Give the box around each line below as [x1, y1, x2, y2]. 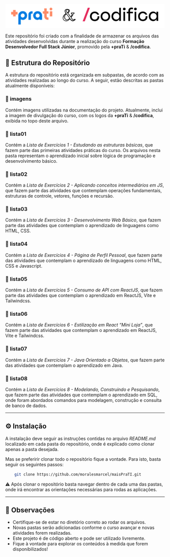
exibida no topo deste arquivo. [5, 118, 69, 124]
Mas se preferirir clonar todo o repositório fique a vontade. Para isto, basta [5, 456, 161, 462]
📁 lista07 [5, 345, 27, 352]
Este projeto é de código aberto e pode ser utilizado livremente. [12, 535, 146, 541]
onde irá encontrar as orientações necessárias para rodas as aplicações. [5, 486, 157, 493]
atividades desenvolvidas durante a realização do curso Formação [5, 39, 145, 45]
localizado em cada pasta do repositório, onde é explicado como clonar [5, 440, 155, 447]
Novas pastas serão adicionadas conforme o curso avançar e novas [12, 525, 155, 531]
